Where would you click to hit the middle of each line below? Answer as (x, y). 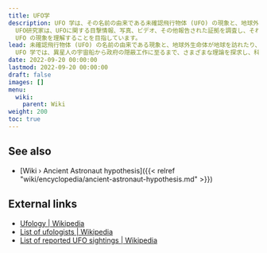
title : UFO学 (29, 16)
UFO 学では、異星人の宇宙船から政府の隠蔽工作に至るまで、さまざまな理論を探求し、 (135, 53)
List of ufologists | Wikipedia (66, 232)
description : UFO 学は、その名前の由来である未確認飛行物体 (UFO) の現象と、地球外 (134, 23)
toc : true (25, 119)
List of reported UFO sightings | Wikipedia (88, 240)
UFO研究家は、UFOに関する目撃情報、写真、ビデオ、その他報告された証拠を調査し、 (132, 30)
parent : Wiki (44, 104)
